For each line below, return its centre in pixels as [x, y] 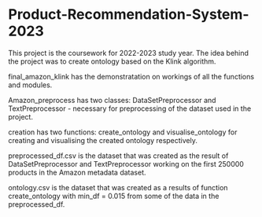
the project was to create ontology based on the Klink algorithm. [112, 61]
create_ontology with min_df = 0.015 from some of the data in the [114, 196]
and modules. [30, 85]
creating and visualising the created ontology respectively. [103, 140]
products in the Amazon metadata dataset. [77, 172]
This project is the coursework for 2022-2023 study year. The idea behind [129, 53]
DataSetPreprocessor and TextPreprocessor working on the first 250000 [126, 164]
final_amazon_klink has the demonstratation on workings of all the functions [131, 76]
